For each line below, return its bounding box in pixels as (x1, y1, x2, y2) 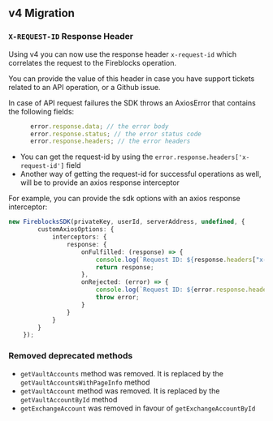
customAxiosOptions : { (37, 226, 115, 234)
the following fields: (8, 106, 75, 116)
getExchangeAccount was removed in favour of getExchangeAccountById (19, 403, 256, 413)
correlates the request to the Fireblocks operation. (8, 58, 177, 67)
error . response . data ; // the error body (29, 122, 169, 131)
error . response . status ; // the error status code (29, 130, 201, 138)
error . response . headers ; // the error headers (29, 137, 191, 145)
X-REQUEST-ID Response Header (8, 31, 134, 42)
